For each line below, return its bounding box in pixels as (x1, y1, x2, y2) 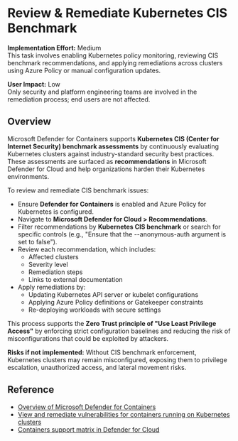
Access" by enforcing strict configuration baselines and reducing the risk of (7, 327, 231, 335)
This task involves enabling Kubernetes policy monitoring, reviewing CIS (7, 51, 219, 60)
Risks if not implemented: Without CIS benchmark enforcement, (7, 348, 197, 356)
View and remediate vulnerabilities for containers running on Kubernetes (17, 410, 230, 418)
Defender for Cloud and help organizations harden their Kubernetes (7, 165, 205, 173)
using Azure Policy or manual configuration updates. (7, 66, 161, 75)
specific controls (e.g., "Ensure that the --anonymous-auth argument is (17, 229, 226, 239)
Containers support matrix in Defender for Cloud (17, 425, 160, 434)
